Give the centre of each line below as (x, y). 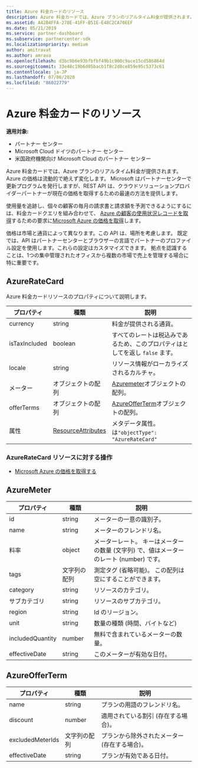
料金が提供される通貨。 (144, 324)
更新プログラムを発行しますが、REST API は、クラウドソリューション (90, 186)
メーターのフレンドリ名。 (129, 530)
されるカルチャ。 (135, 372)
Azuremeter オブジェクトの (149, 383)
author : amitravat (29, 50)
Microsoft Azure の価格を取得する (56, 471)
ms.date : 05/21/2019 (32, 28)
